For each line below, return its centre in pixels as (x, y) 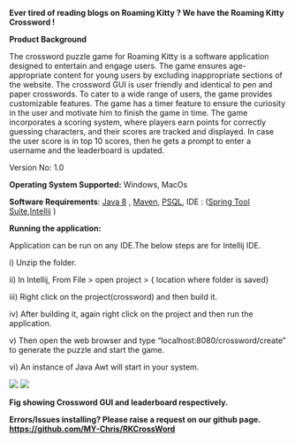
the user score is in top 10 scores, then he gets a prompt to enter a (130, 141)
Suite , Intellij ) (33, 211)
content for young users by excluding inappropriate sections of (168, 75)
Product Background (48, 39)
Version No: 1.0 (37, 168)
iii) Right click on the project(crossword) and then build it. (113, 297)
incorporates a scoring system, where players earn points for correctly (138, 122)
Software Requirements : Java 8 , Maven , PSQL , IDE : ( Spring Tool (129, 202)
